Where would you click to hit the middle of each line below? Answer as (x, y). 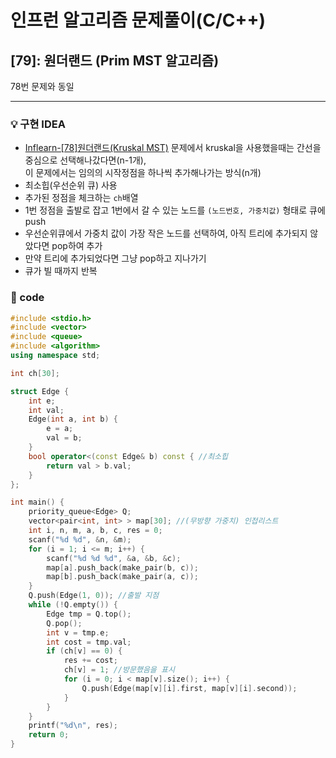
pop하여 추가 (77, 246)
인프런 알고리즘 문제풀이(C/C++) (138, 20)
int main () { (37, 502)
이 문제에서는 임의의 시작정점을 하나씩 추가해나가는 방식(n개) (143, 173)
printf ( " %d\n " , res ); (73, 726)
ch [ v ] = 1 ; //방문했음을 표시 (119, 670)
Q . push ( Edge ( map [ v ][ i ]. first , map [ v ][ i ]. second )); (189, 688)
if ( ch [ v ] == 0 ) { (84, 651)
